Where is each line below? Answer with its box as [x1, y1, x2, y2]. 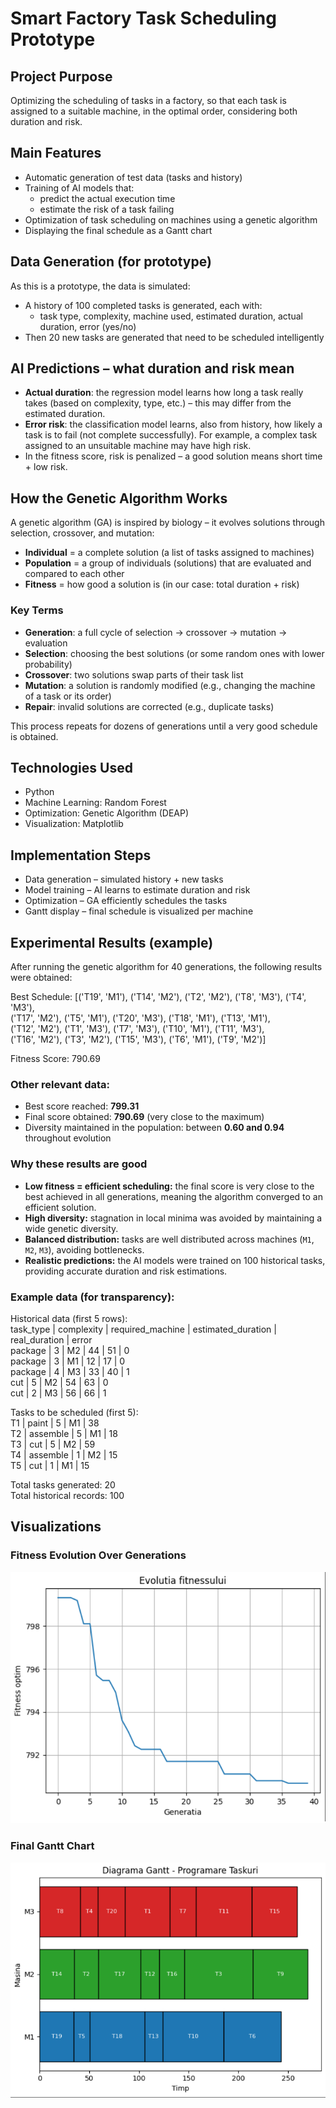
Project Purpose [10, 68, 113, 85]
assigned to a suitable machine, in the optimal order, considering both [10, 105, 298, 117]
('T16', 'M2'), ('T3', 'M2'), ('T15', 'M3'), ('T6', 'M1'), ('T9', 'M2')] [10, 1033, 267, 1045]
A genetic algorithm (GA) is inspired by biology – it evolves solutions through [10, 517, 325, 529]
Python [24, 786, 55, 798]
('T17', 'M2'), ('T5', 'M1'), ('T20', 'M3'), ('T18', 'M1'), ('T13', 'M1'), [10, 1012, 271, 1024]
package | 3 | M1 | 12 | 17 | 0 [10, 1355, 126, 1367]
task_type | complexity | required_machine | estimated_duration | [10, 1323, 277, 1335]
